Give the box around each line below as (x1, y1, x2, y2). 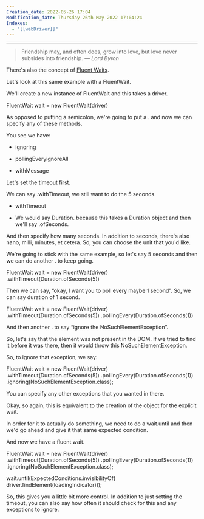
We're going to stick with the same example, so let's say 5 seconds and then (6, 250, 198, 258)
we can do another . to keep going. (6, 257, 94, 264)
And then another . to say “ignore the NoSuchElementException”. (6, 323, 169, 331)
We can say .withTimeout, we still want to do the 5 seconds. (6, 191, 156, 198)
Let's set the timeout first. (6, 179, 71, 186)
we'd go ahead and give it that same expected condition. (6, 427, 149, 434)
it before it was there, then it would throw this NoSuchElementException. (6, 342, 188, 349)
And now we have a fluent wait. (6, 438, 85, 445)
